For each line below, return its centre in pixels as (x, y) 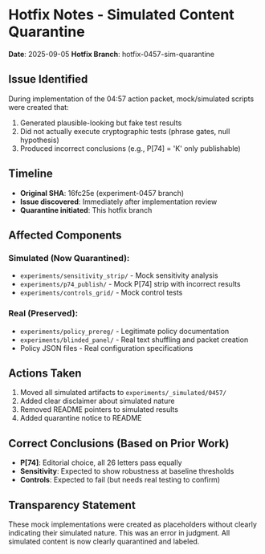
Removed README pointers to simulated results (99, 409)
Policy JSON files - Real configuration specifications (106, 348)
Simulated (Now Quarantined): (69, 258)
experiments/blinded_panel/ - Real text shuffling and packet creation (134, 340)
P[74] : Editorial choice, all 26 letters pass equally (101, 462)
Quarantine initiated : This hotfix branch (86, 210)
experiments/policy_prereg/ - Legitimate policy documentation (124, 331)
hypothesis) (40, 140)
